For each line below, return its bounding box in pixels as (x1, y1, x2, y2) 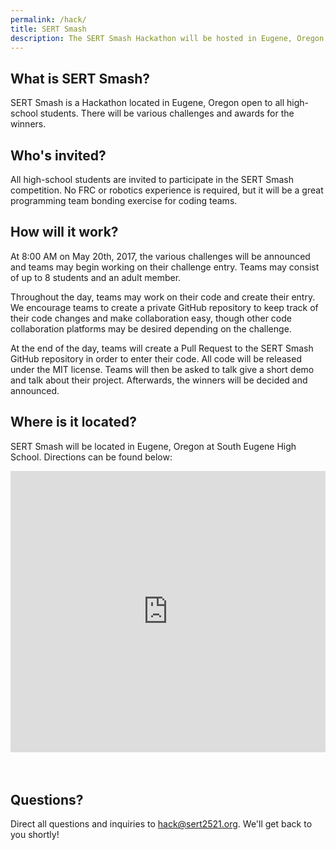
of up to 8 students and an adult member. (10, 271, 182, 283)
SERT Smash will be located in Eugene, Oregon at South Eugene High (10, 440, 297, 452)
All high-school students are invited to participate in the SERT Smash (10, 174, 295, 185)
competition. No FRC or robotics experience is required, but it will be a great (10, 184, 324, 196)
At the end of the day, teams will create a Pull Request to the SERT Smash (10, 342, 314, 354)
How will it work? (10, 224, 119, 241)
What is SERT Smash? (10, 70, 151, 87)
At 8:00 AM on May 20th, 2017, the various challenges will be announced (10, 250, 311, 262)
